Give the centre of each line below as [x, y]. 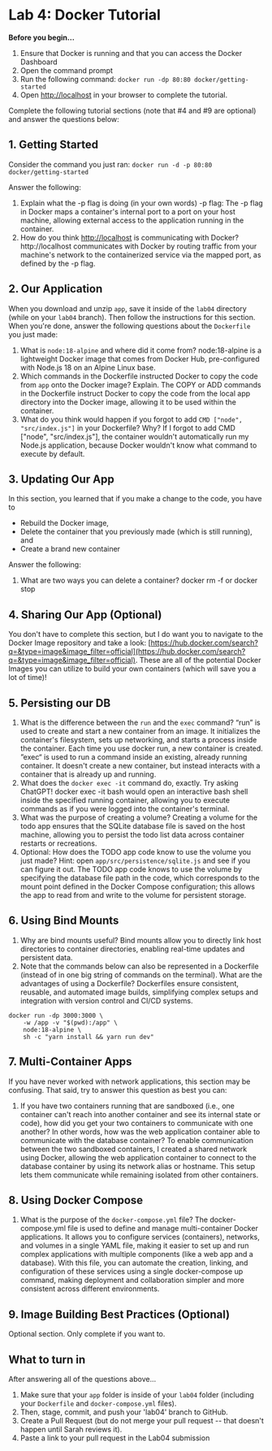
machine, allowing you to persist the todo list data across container [132, 835]
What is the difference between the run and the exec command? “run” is [140, 722]
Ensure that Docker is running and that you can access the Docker [131, 53]
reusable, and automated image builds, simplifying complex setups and [139, 992]
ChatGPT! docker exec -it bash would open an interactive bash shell [134, 791]
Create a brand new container [70, 549]
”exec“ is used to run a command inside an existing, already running [134, 757]
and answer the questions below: [64, 119]
